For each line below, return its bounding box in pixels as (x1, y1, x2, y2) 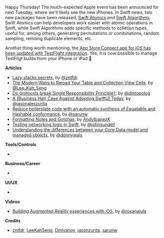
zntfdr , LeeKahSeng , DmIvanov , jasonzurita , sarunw (12, 227, 118, 233)
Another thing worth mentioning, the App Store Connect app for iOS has (5, 45, 151, 51)
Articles (5, 65, 22, 71)
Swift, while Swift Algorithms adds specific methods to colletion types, (5, 25, 148, 31)
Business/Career (5, 161, 41, 166)
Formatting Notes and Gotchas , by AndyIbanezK (12, 117, 111, 122)
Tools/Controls (5, 142, 36, 147)
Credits (5, 218, 21, 223)
